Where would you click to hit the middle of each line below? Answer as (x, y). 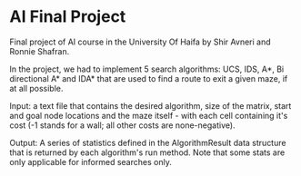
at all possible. (36, 88)
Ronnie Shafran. (40, 51)
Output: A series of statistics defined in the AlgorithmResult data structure (148, 142)
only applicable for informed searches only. (91, 161)
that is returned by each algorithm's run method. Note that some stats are (147, 152)
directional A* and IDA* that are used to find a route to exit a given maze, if (149, 78)
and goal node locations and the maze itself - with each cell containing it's (149, 115)
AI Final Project (68, 17)
